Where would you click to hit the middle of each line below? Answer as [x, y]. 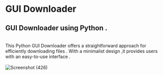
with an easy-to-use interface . [38, 57]
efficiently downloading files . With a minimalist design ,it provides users [81, 51]
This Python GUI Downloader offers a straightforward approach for [76, 46]
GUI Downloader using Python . [56, 28]
